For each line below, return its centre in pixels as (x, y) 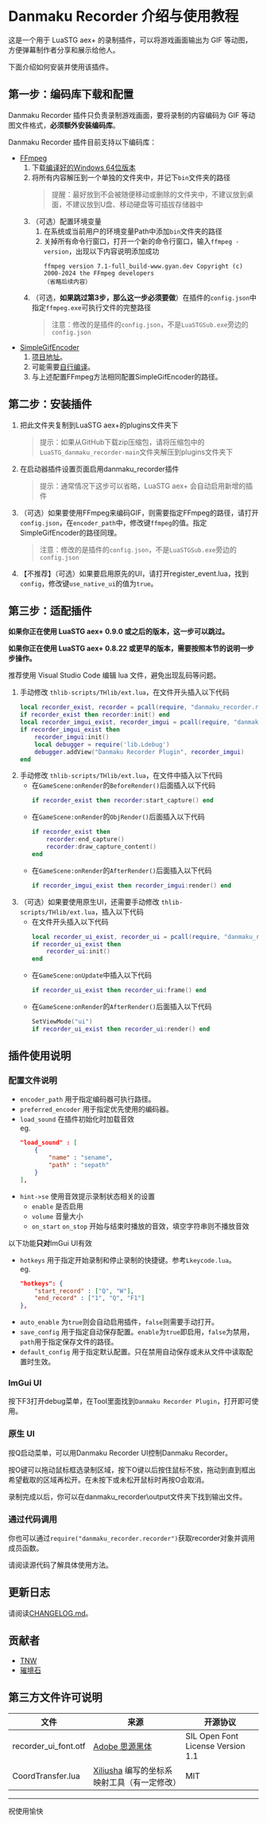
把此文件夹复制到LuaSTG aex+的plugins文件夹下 (99, 425)
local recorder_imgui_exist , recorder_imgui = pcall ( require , (125, 722)
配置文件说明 (33, 1081)
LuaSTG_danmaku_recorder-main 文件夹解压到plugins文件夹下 (136, 452)
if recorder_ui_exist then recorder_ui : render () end (121, 1029)
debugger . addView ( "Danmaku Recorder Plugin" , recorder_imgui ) (139, 752)
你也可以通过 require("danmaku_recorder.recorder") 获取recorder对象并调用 (132, 1538)
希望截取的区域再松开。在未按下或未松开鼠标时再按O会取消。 (108, 1479)
